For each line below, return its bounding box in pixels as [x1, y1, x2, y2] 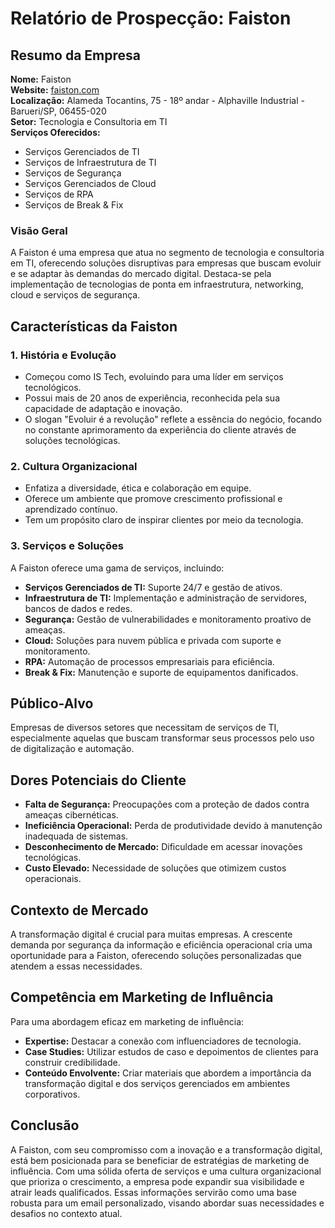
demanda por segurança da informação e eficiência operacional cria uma [10, 939, 313, 951]
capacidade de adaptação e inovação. [24, 402, 183, 414]
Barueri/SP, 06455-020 [10, 105, 107, 117]
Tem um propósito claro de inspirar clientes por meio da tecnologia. [24, 514, 304, 526]
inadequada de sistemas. [24, 830, 129, 842]
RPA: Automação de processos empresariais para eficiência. [24, 655, 275, 667]
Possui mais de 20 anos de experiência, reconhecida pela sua [24, 392, 280, 404]
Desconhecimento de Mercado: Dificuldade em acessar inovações [24, 841, 303, 853]
